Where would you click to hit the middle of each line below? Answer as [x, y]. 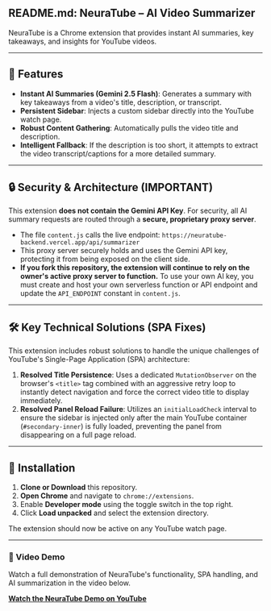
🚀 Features [36, 75]
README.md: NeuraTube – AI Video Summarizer [132, 13]
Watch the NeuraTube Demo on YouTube [77, 599]
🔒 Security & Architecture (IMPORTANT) [111, 187]
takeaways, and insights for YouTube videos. [83, 41]
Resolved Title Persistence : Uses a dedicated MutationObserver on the [138, 375]
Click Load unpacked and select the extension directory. [115, 513]
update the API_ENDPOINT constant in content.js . [100, 293]
